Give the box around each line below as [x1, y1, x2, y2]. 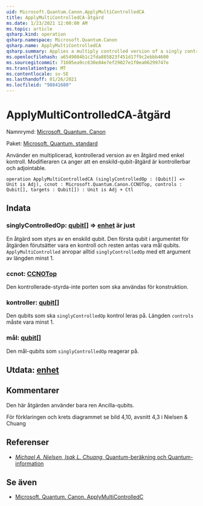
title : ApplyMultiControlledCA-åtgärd [6, 15, 104, 21]
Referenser [6, 437, 50, 448]
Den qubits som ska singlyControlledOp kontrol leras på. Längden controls [6, 312, 194, 320]
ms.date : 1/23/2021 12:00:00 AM [6, 20, 88, 26]
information [14, 459, 44, 467]
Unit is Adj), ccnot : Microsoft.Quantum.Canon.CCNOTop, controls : [6, 181, 182, 188]
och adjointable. [6, 164, 47, 171]
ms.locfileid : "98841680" [6, 82, 71, 88]
